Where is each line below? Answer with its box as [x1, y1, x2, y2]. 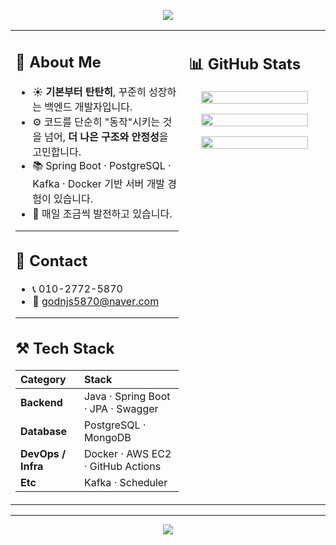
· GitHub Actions [83, 459, 162, 473]
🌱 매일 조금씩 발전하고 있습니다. [32, 206, 173, 220]
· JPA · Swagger [83, 401, 159, 415]
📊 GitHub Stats [188, 54, 302, 74]
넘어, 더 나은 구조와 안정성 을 [44, 130, 169, 144]
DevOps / [20, 446, 67, 460]
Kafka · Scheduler [83, 475, 168, 489]
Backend [20, 395, 63, 409]
